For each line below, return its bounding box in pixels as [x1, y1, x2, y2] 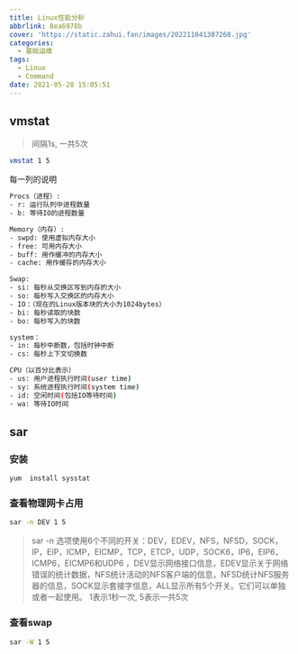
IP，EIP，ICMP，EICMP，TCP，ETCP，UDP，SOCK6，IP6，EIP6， [31, 547, 284, 558]
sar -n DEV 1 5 [9, 518, 67, 527]
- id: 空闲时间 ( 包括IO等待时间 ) [9, 391, 117, 400]
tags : [9, 55, 30, 64]
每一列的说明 [9, 174, 57, 185]
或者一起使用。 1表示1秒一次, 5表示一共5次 [31, 592, 189, 603]
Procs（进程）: [9, 192, 61, 201]
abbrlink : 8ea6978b [9, 22, 83, 31]
